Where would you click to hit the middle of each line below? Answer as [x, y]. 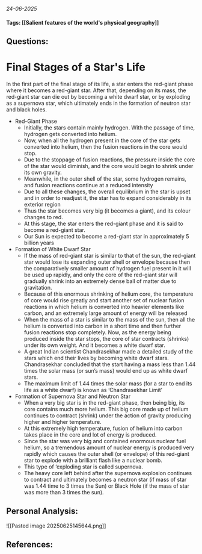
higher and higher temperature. [63, 422]
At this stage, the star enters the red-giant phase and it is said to [103, 223]
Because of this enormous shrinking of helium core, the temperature [109, 294]
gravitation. [38, 287]
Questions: [27, 41]
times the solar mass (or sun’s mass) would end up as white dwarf [106, 370]
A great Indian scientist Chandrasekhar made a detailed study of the [109, 351]
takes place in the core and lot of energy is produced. [90, 434]
